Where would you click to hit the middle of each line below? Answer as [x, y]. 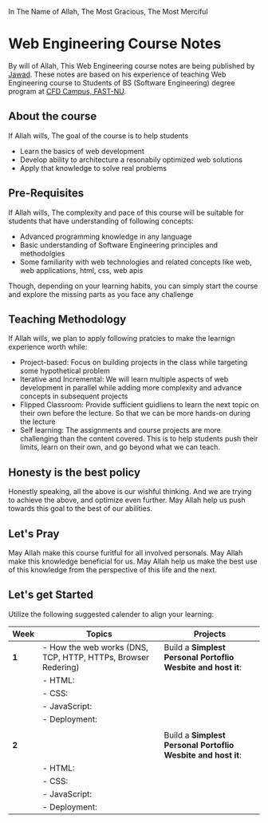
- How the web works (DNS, [96, 647]
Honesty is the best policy [75, 472]
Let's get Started [51, 595]
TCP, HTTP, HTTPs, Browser [96, 657]
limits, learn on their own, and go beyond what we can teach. [120, 447]
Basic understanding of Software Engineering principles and [118, 245]
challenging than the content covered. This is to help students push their [139, 439]
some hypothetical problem [65, 371]
